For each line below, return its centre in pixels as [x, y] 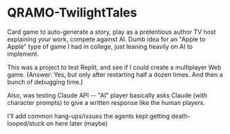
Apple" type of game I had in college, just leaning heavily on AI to [100, 46]
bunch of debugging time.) [45, 82]
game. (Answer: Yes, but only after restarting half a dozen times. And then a [115, 75]
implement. [23, 54]
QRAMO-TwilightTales [72, 13]
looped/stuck [26, 123]
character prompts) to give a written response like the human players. [106, 102]
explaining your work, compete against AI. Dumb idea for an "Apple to [106, 39]
